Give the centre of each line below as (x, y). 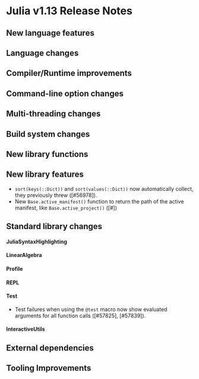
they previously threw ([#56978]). (56, 195)
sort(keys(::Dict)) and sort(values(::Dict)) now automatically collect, (104, 189)
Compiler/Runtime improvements (69, 73)
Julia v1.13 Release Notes (69, 11)
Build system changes (48, 134)
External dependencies (50, 348)
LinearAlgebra (24, 255)
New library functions (47, 154)
